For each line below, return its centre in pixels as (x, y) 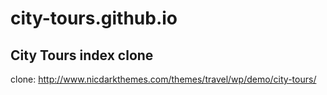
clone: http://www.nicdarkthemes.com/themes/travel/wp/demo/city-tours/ (163, 79)
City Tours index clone (82, 55)
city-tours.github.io (94, 18)
